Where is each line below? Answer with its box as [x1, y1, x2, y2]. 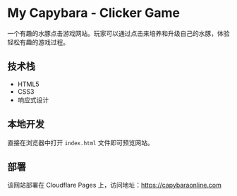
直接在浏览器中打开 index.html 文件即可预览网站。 [7, 138, 154, 147]
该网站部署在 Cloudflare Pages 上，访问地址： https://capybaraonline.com [7, 181, 222, 190]
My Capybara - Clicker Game [7, 5, 180, 21]
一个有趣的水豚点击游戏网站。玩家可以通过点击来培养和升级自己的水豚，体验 [7, 29, 230, 37]
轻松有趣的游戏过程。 [7, 37, 69, 47]
